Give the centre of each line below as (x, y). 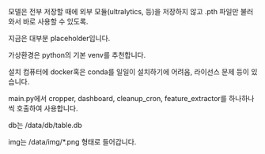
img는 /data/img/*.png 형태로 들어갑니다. (72, 142)
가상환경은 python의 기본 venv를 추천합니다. (77, 55)
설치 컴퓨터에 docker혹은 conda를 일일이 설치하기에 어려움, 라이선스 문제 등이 (129, 72)
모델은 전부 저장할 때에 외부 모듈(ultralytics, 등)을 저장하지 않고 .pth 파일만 (123, 11)
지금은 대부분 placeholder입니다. (59, 38)
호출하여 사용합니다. (47, 108)
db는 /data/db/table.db (45, 125)
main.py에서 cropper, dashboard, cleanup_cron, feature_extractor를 (118, 98)
